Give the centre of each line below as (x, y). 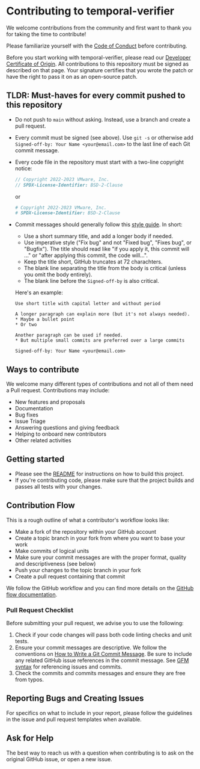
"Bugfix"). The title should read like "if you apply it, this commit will (107, 249)
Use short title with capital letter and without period (88, 304)
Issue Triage (30, 421)
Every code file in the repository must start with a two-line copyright (99, 162)
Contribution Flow (41, 506)
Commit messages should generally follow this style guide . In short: (99, 224)
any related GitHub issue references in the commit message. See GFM (102, 660)
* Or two (26, 325)
